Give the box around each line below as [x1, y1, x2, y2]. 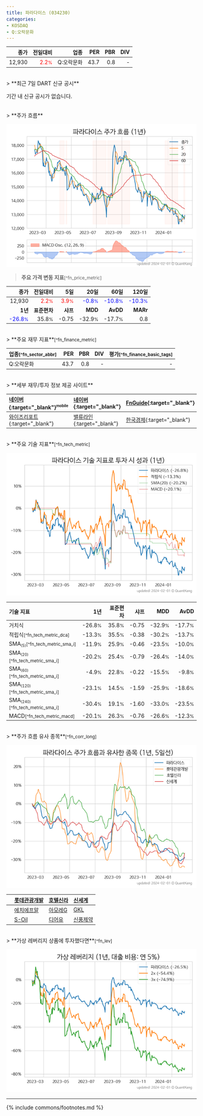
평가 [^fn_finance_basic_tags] [109, 350, 173, 358]
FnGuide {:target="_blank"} [126, 399, 195, 407]
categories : [6, 16, 36, 22]
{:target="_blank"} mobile [8, 404, 68, 411]
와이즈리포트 [8, 413, 39, 420]
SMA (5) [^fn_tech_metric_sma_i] [8, 640, 77, 648]
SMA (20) [8, 650, 29, 657]
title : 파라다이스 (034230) [6, 10, 71, 16]
